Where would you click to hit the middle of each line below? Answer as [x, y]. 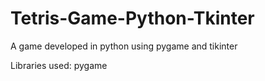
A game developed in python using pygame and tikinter [124, 46]
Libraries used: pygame [59, 65]
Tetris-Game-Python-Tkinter [132, 18]
